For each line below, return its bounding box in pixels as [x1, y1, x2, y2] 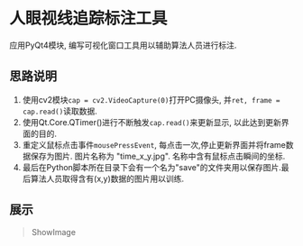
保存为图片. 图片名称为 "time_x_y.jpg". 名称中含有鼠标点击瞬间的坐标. [30, 150, 286, 161]
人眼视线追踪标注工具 [9, 8, 169, 29]
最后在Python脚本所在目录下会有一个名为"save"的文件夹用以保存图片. [22, 161, 282, 172]
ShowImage [31, 226, 77, 237]
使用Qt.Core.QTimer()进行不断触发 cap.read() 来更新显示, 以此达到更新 [22, 116, 281, 127]
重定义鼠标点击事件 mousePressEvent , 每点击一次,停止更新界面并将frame [22, 139, 286, 150]
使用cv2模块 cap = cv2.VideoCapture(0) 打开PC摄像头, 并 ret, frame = [22, 94, 280, 105]
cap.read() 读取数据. [22, 105, 97, 116]
